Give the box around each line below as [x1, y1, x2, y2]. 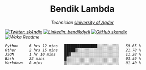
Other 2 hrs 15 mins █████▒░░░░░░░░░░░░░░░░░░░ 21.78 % [5, 48, 141, 52]
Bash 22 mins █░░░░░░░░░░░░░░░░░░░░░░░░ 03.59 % [5, 56, 141, 61]
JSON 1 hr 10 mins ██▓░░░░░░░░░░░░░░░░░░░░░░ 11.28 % [5, 52, 141, 57]
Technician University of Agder [50, 19, 114, 25]
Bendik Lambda [50, 3, 115, 15]
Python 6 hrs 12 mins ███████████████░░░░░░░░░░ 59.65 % [5, 43, 141, 48]
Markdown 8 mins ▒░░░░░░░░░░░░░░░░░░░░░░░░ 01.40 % [5, 60, 141, 65]
